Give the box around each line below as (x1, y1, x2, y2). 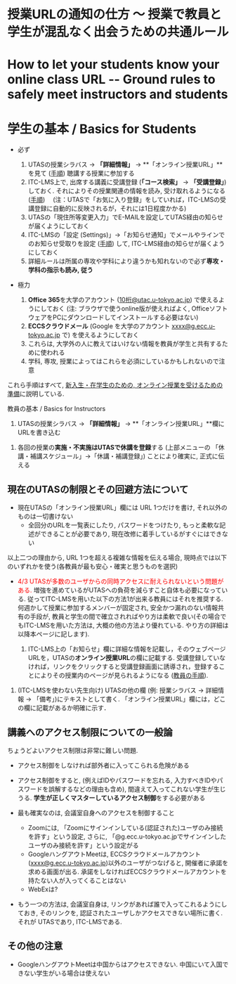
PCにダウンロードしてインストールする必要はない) (52, 313, 199, 322)
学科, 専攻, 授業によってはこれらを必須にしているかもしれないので (27, 357, 219, 365)
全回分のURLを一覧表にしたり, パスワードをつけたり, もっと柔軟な (27, 521, 220, 529)
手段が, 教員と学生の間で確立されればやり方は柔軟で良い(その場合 (29, 612, 221, 621)
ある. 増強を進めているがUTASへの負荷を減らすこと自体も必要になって (17, 586, 222, 595)
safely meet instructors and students (7, 86, 228, 103)
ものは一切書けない (17, 512, 74, 521)
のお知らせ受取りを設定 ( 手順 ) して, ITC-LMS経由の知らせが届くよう (27, 240, 225, 248)
